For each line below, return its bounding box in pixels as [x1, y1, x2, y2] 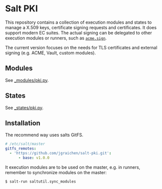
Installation [5, 119, 40, 127]
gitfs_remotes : [5, 146, 37, 151]
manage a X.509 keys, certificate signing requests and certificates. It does [5, 24, 157, 30]
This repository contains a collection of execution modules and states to [5, 19, 152, 25]
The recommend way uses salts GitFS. [5, 132, 83, 138]
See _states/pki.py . [5, 105, 43, 111]
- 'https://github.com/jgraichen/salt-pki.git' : [9, 151, 112, 156]
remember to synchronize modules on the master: [5, 169, 107, 175]
